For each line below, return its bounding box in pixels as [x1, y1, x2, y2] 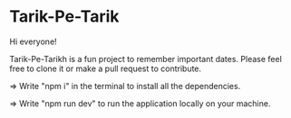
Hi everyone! [9, 36, 57, 47]
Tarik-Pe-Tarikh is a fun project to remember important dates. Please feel [9, 53, 283, 64]
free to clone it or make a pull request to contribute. [9, 63, 202, 74]
